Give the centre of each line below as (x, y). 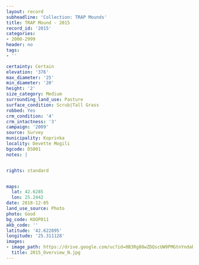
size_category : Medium (34, 94)
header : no (20, 45)
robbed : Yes (21, 110)
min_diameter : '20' (30, 83)
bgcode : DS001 (24, 149)
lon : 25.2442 (28, 197)
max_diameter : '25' (30, 78)
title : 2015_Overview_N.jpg (46, 253)
